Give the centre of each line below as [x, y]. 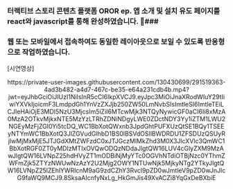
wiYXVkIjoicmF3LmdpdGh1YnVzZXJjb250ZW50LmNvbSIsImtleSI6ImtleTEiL [116, 105]
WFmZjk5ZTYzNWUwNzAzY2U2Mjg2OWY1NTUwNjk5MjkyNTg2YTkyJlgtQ [116, 163]
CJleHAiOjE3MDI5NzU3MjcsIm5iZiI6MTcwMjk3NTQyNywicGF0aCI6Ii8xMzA [116, 111]
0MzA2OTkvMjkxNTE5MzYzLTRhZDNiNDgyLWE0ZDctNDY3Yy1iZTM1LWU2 [116, 119]
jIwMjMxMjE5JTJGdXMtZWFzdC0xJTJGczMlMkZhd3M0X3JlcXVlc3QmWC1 [116, 141]
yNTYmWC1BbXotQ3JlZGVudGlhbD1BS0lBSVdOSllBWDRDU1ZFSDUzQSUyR [116, 134]
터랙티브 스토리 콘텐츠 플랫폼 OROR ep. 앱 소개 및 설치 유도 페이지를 [114, 10]
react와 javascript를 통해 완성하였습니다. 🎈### [83, 21]
